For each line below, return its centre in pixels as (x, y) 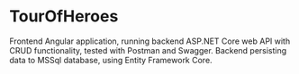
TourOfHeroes (64, 16)
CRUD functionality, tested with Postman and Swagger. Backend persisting (148, 50)
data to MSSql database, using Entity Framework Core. (111, 60)
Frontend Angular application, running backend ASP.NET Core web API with (150, 41)
